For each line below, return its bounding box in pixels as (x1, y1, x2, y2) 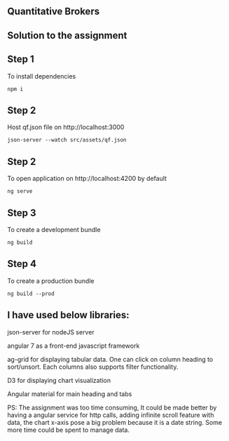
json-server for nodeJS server (7, 327, 95, 336)
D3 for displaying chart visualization (7, 376, 111, 384)
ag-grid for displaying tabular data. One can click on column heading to (7, 355, 214, 363)
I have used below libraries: (7, 309, 130, 321)
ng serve (7, 188, 33, 195)
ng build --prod (7, 290, 55, 297)
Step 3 (7, 207, 36, 219)
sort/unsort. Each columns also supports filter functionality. (7, 362, 179, 371)
